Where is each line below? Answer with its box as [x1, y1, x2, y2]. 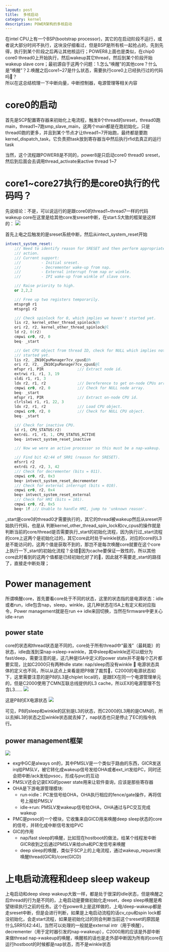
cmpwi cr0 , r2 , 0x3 [14, 473, 55, 479]
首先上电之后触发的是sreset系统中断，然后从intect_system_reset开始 [5, 231, 147, 237]
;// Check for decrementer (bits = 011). [14, 469, 102, 474]
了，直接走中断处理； [5, 560, 49, 566]
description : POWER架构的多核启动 [5, 21, 72, 27]
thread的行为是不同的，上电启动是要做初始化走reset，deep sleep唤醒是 [9, 897, 158, 903]
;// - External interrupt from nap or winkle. [14, 269, 132, 275]
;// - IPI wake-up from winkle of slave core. [14, 274, 132, 280]
